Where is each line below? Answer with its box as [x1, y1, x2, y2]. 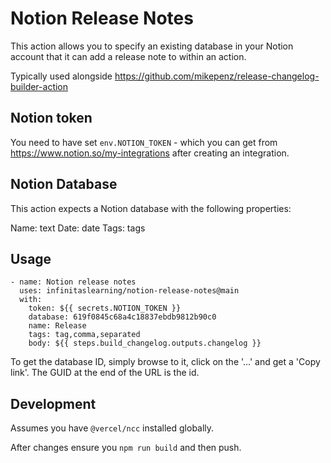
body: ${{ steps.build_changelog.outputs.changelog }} [28, 338, 262, 349]
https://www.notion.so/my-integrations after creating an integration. [10, 147, 290, 159]
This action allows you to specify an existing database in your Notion [10, 40, 294, 52]
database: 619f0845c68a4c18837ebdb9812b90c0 [28, 312, 217, 322]
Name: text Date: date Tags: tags [10, 222, 146, 234]
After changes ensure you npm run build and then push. [10, 442, 242, 454]
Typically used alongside [10, 70, 113, 82]
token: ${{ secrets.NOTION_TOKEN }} [28, 303, 182, 314]
